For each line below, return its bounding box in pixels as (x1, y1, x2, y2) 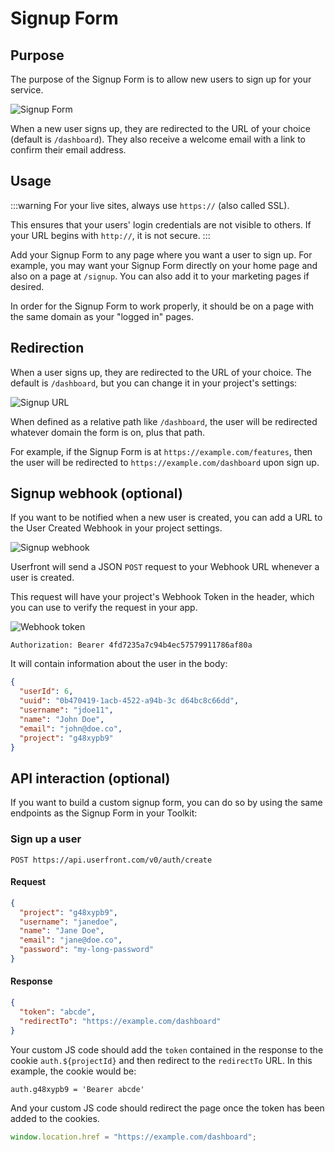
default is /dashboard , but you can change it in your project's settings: (10, 377, 298, 389)
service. (10, 84, 44, 96)
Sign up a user (10, 832, 82, 846)
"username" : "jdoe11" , (19, 705, 114, 716)
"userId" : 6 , (19, 687, 74, 697)
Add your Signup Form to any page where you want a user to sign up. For (10, 248, 313, 261)
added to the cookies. (10, 1112, 100, 1124)
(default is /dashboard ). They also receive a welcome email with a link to (10, 133, 306, 145)
